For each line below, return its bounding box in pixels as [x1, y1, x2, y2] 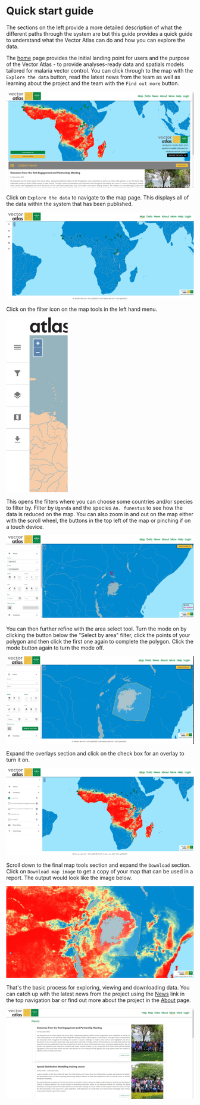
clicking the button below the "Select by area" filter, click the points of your [6, 632, 190, 639]
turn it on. [6, 756, 30, 763]
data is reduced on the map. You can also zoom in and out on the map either [6, 510, 193, 517]
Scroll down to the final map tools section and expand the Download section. [6, 861, 191, 869]
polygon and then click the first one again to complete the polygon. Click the [6, 638, 193, 645]
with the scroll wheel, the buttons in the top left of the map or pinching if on [6, 517, 191, 524]
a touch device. [6, 523, 45, 530]
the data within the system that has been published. [6, 201, 133, 208]
